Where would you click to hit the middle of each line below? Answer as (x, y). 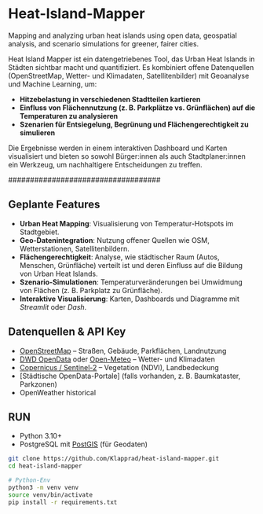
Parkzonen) (38, 384)
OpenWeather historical (58, 392)
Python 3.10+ (41, 436)
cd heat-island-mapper (45, 466)
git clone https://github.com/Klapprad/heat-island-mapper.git (114, 459)
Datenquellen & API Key (67, 332)
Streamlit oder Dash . (53, 307)
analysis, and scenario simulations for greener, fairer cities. (104, 43)
